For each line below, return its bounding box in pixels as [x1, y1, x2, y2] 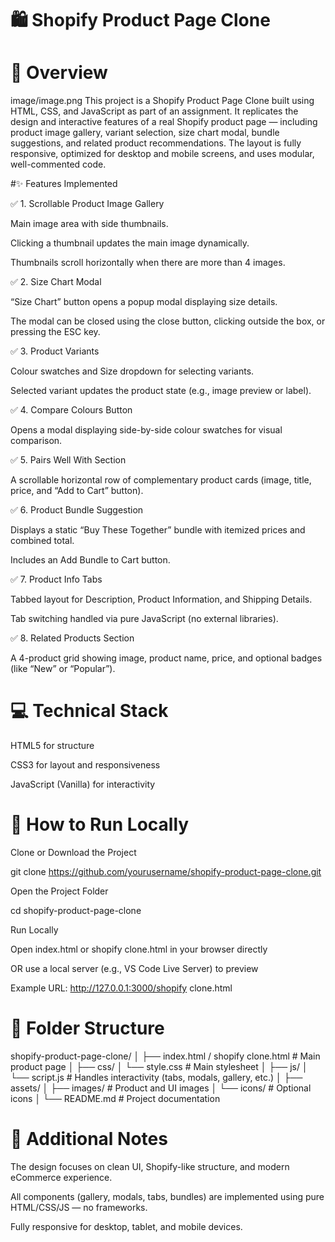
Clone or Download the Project [10, 847, 137, 858]
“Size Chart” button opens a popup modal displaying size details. [10, 296, 278, 308]
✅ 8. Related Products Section [10, 632, 135, 644]
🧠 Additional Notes [10, 1128, 168, 1151]
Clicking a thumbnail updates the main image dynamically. [10, 237, 250, 249]
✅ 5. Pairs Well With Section [10, 454, 127, 466]
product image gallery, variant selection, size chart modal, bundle [10, 127, 280, 139]
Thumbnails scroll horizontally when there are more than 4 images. [10, 257, 286, 269]
